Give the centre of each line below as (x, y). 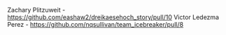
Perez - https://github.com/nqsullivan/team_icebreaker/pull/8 (96, 24)
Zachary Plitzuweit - (36, 10)
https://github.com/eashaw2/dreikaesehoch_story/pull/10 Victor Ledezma (113, 17)
